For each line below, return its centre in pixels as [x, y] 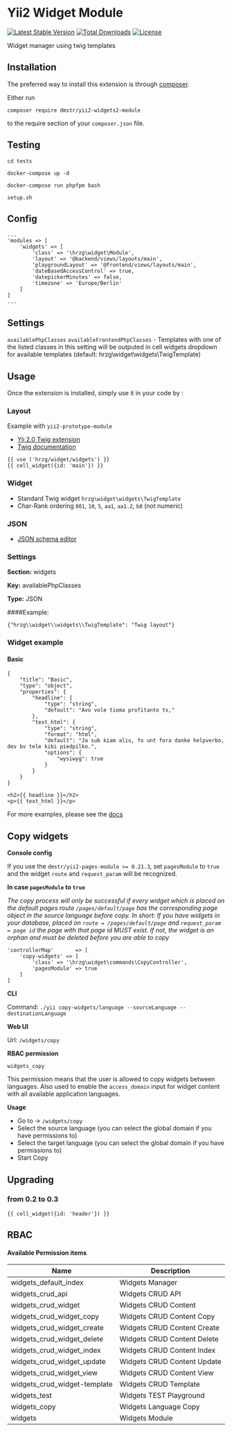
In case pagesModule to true [46, 887]
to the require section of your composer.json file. [76, 123]
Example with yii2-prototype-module [60, 426]
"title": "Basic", [46, 680]
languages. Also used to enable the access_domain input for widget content [114, 1087]
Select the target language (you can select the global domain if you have [121, 1143]
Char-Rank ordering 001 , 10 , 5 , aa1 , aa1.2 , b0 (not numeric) [100, 506]
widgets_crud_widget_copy [55, 1317]
